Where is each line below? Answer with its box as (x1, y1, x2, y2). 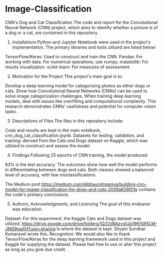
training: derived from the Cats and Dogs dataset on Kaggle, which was (5, 137, 148, 144)
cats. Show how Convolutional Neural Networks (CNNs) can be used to (5, 88, 147, 94)
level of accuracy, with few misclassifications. (5, 172, 97, 177)
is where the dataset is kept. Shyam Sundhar (56, 225, 146, 231)
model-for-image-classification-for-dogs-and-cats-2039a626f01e (5, 186, 138, 192)
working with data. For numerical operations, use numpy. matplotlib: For (5, 59, 149, 64)
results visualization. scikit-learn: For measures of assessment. (5, 64, 131, 70)
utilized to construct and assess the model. (5, 143, 91, 148)
